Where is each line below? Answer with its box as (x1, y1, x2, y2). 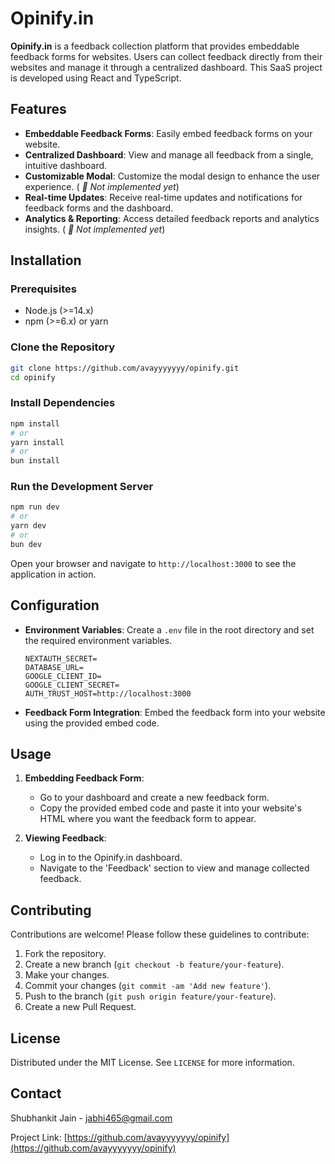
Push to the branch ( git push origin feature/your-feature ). (24, 990, 277, 1002)
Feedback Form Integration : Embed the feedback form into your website (24, 706, 326, 718)
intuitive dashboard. (24, 159, 108, 171)
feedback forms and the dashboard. (24, 202, 174, 214)
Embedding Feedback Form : (24, 772, 145, 784)
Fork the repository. (24, 948, 107, 960)
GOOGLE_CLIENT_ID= (24, 671, 102, 681)
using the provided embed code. (24, 717, 160, 729)
